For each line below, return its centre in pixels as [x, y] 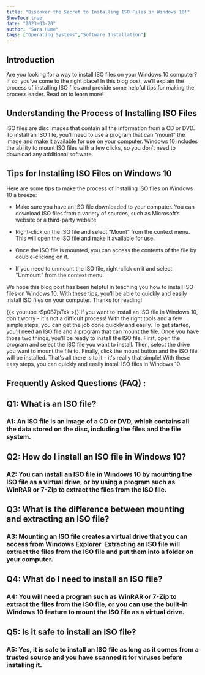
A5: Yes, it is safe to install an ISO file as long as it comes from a [102, 649]
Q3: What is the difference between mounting [95, 509]
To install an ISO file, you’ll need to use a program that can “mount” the [96, 134]
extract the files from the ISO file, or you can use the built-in [97, 604]
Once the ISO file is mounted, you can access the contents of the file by [106, 250]
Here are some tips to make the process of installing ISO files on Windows [100, 188]
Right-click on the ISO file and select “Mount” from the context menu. [103, 231]
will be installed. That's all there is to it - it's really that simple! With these [98, 357]
